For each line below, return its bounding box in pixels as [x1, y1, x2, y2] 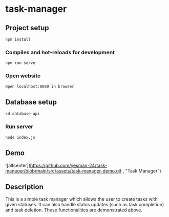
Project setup [5, 24, 50, 32]
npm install [5, 37, 31, 42]
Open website [5, 72, 41, 79]
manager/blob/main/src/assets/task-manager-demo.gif [5, 167, 122, 174]
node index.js [5, 135, 36, 140]
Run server [5, 123, 33, 131]
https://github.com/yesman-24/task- [30, 162, 108, 168]
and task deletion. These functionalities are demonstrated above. [5, 207, 142, 213]
